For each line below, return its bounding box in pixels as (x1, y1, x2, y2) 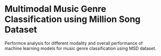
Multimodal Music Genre (4, 3, 106, 15)
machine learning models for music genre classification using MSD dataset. (4, 45, 157, 51)
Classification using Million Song (4, 14, 141, 25)
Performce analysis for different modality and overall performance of (4, 40, 143, 46)
